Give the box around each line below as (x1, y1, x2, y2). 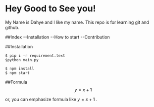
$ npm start (5, 70, 30, 75)
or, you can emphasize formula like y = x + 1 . (5, 96, 98, 102)
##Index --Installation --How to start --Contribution (5, 34, 110, 40)
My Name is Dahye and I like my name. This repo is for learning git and (5, 19, 150, 25)
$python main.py (5, 57, 39, 62)
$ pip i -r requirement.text (5, 53, 65, 58)
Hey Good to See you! (5, 3, 96, 14)
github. (5, 24, 20, 30)
